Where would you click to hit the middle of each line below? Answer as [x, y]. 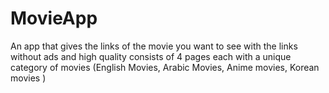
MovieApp [54, 18]
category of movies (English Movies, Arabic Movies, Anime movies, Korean [165, 67]
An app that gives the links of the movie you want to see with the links [154, 46]
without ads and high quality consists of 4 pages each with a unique [151, 56]
